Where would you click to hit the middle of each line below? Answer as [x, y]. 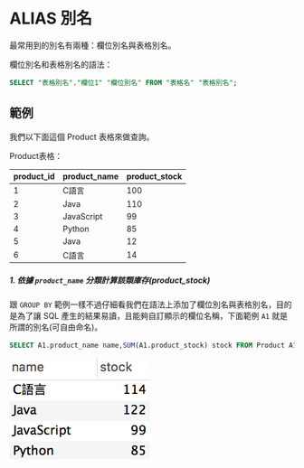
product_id [34, 176]
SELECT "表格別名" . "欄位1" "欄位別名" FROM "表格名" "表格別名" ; [123, 82]
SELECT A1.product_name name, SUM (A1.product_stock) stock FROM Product [147, 346]
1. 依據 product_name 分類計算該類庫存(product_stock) [110, 280]
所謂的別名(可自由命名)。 [56, 327]
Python [76, 229]
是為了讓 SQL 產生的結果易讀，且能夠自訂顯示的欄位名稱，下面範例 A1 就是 [148, 316]
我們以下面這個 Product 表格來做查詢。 [82, 136]
